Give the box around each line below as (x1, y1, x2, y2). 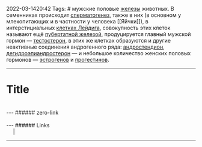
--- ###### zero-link (6, 109, 59, 116)
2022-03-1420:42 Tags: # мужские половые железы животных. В (6, 5, 174, 12)
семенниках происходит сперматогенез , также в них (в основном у (6, 11, 182, 19)
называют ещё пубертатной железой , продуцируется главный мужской (6, 31, 191, 38)
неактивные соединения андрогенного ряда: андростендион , (6, 43, 165, 50)
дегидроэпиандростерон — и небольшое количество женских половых (6, 50, 191, 56)
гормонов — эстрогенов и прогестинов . (6, 56, 109, 63)
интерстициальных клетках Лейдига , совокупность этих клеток (6, 24, 171, 31)
